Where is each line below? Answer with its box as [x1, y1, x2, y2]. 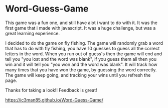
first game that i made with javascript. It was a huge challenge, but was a [5, 25, 156, 31]
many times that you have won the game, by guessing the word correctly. [5, 66, 157, 73]
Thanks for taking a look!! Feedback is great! [5, 87, 97, 93]
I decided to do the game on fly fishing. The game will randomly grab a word [5, 40, 163, 46]
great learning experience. [5, 30, 60, 36]
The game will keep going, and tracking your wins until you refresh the [5, 72, 151, 78]
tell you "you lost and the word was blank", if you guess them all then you [5, 56, 157, 62]
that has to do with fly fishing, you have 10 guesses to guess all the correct [5, 45, 160, 51]
